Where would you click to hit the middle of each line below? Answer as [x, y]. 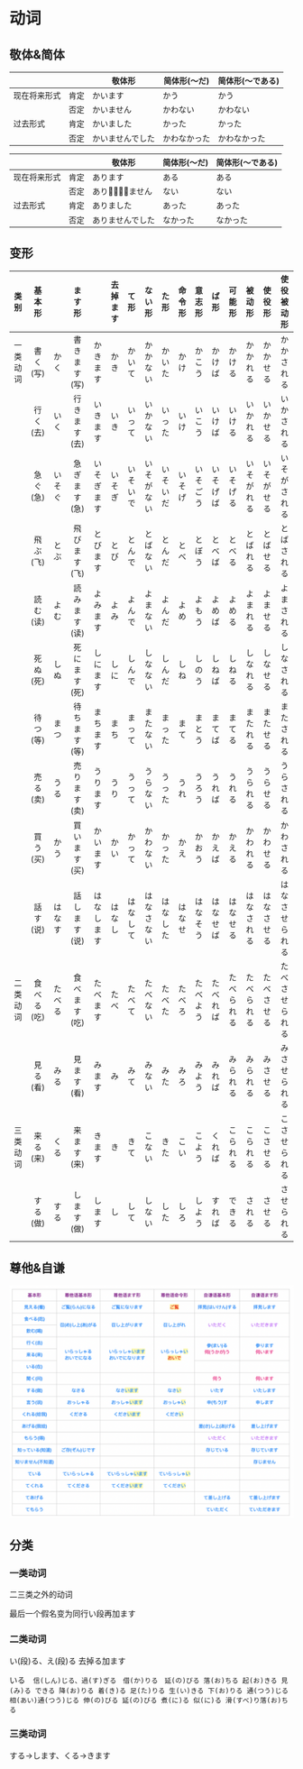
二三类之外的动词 [41, 1595]
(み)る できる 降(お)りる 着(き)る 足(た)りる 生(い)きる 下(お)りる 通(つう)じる [149, 1691]
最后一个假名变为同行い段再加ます [73, 1614]
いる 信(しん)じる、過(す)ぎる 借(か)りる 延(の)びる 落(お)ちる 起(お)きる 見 [149, 1680]
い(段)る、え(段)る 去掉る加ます [68, 1661]
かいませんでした [124, 138]
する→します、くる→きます [60, 1755]
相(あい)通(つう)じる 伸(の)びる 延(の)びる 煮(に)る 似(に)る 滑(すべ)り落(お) [146, 1700]
